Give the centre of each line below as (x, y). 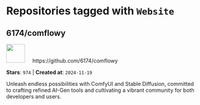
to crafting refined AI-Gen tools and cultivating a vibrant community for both (100, 90)
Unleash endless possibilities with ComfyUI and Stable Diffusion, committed (100, 84)
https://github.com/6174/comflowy (75, 61)
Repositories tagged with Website (90, 11)
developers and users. (34, 96)
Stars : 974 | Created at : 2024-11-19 (49, 72)
